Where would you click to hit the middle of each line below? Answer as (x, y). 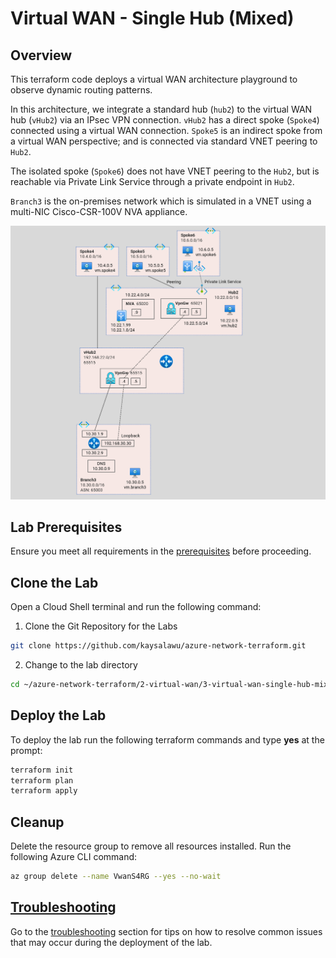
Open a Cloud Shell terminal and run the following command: (136, 607)
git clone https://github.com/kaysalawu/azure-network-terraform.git (158, 646)
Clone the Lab (54, 582)
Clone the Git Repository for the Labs (101, 626)
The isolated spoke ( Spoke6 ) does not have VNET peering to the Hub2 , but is (165, 171)
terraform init (42, 770)
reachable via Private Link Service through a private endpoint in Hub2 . (152, 181)
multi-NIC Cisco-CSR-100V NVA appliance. (99, 211)
